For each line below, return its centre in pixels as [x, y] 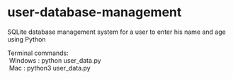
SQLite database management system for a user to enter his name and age [117, 32]
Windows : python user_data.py [55, 60]
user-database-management [95, 12]
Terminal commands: [38, 53]
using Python [27, 39]
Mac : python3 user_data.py [50, 68]
